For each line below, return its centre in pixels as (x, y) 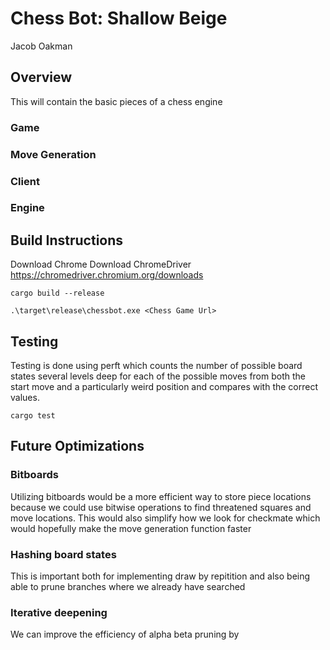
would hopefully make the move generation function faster (131, 528)
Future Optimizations (77, 446)
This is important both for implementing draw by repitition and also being (160, 576)
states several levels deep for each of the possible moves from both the (158, 376)
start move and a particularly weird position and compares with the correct (164, 387)
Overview (41, 77)
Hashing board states (63, 554)
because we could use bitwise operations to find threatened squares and (161, 507)
